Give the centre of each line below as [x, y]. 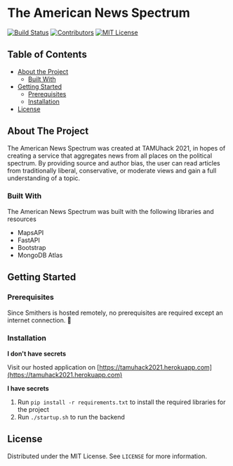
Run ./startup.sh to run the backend [71, 417]
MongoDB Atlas [40, 255]
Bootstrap [32, 247]
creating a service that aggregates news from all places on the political [110, 156]
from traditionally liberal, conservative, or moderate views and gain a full [112, 170]
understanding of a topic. [44, 178]
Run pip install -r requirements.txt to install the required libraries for [121, 402]
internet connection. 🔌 [39, 320]
